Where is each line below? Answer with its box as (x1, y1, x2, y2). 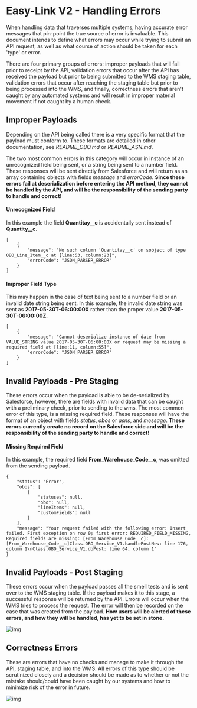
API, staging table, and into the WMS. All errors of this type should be (6, 665, 175, 672)
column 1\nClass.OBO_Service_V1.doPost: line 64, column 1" (6, 546, 157, 552)
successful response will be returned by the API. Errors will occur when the (6, 595, 189, 602)
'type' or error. (6, 48, 41, 56)
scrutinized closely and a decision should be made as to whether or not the (6, 671, 189, 678)
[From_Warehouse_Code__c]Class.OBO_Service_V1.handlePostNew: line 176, (6, 541, 189, 547)
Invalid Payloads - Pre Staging (6, 376, 119, 386)
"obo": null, (37, 499, 70, 506)
